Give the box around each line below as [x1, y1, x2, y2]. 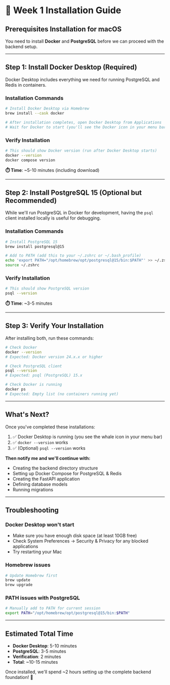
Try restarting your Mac [12, 549, 62, 555]
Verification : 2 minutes [12, 654, 62, 660]
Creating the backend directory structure [12, 465, 98, 471]
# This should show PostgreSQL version [5, 286, 90, 291]
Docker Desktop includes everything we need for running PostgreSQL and [5, 76, 160, 83]
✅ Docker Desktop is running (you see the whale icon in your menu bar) [12, 434, 163, 440]
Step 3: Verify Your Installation [5, 321, 104, 330]
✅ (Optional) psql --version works [12, 445, 86, 451]
